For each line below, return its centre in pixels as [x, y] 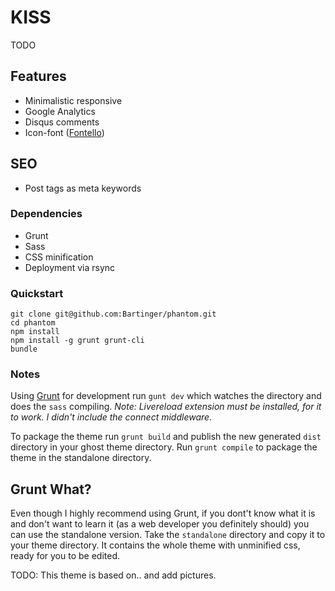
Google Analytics [60, 111]
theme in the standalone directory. [81, 458]
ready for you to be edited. [65, 556]
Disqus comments [62, 122]
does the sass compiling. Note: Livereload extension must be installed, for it [166, 407]
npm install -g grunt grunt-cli [77, 341]
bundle [24, 349]
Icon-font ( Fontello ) [64, 132]
